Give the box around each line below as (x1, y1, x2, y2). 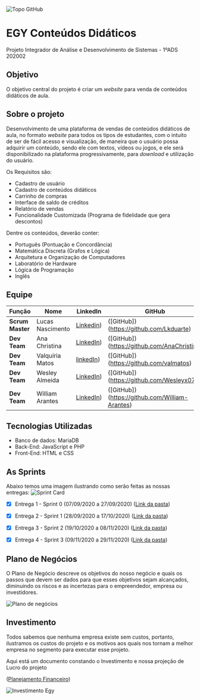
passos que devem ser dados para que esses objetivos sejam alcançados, (6, 576, 189, 583)
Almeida (36, 376, 60, 384)
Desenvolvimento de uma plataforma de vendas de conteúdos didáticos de (6, 125, 190, 132)
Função (9, 307, 31, 316)
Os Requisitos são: (6, 168, 52, 175)
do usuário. (6, 157, 34, 164)
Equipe (6, 290, 33, 300)
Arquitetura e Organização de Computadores (14, 253, 126, 260)
